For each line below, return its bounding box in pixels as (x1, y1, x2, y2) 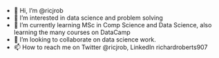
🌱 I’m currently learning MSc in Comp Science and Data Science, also (13, 21, 212, 29)
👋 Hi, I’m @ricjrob (13, 7, 64, 14)
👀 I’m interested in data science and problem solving (13, 14, 164, 22)
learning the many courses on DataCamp (13, 28, 131, 36)
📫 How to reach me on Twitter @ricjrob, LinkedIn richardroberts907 (13, 43, 208, 51)
